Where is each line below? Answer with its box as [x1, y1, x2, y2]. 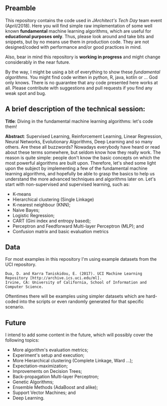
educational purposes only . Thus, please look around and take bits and [5, 33, 154, 39]
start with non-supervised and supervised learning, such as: [5, 181, 130, 187]
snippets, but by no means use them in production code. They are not [5, 39, 149, 45]
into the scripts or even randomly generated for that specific [19, 298, 144, 304]
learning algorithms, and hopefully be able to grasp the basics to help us [5, 170, 155, 176]
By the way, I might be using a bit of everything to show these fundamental [5, 69, 160, 75]
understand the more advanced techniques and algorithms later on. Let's [5, 176, 156, 182]
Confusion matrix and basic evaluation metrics [12, 228, 109, 234]
